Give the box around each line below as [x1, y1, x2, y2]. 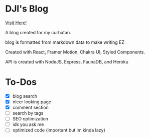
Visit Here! [5, 20, 27, 26]
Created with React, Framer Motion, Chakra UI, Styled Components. [5, 49, 145, 55]
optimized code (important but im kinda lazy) [12, 127, 105, 133]
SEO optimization [12, 116, 49, 122]
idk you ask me [12, 121, 44, 127]
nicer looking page [12, 99, 52, 105]
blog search [12, 93, 38, 99]
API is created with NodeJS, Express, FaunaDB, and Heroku [5, 58, 129, 64]
